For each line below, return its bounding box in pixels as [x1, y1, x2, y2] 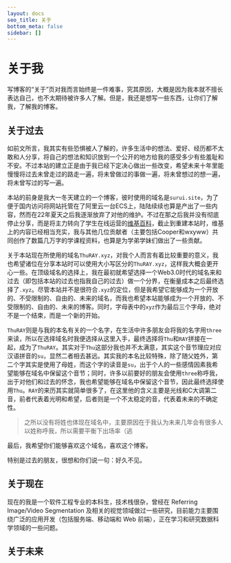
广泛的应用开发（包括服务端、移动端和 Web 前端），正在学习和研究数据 [12, 515, 213, 523]
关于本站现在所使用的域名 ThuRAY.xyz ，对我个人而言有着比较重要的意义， [7, 251, 213, 259]
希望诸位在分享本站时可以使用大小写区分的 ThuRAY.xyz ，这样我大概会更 [12, 260, 213, 267]
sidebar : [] [7, 29, 41, 37]
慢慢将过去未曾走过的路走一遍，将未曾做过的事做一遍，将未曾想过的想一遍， [7, 170, 224, 178]
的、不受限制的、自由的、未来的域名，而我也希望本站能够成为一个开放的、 [7, 294, 218, 302]
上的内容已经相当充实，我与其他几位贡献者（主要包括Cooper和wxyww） [7, 228, 212, 236]
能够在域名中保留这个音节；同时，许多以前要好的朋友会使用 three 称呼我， [12, 369, 221, 377]
